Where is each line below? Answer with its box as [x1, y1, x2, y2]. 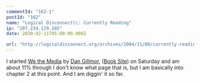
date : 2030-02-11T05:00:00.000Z [6, 31, 86, 37]
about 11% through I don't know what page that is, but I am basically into [6, 64, 184, 71]
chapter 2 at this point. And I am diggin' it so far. [6, 71, 124, 77]
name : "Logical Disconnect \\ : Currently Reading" [6, 20, 132, 25]
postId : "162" [6, 14, 42, 20]
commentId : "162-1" [6, 8, 55, 15]
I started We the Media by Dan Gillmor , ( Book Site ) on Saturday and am [6, 58, 180, 65]
